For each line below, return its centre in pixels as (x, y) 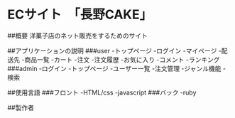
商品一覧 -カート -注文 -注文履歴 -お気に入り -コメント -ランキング (122, 59)
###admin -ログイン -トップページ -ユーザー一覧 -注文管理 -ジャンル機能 (114, 68)
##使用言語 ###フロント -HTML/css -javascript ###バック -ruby (102, 92)
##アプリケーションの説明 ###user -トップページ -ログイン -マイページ (112, 50)
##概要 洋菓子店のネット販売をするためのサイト (77, 36)
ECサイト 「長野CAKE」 (80, 15)
